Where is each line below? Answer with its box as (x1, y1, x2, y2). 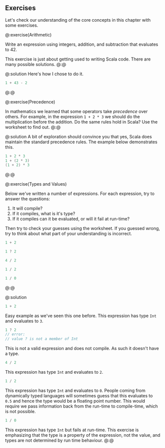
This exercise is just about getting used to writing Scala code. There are (5, 56, 151, 62)
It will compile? (12, 205, 43, 211)
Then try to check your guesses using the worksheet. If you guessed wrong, (5, 225, 160, 231)
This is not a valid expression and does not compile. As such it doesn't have (5, 346, 159, 352)
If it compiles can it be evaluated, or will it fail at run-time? (12, 216, 130, 222)
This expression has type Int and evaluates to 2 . (5, 369, 103, 375)
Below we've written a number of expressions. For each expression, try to (5, 191, 155, 196)
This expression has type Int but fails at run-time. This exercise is (5, 427, 139, 433)
